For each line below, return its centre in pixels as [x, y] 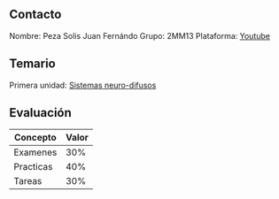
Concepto [35, 138]
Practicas [33, 167]
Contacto [35, 15]
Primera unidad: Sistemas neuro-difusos [83, 85]
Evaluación [41, 113]
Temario [32, 64]
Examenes [35, 152]
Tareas [28, 181]
